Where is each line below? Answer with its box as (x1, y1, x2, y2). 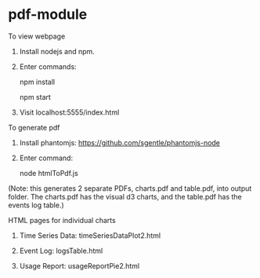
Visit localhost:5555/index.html (19, 108, 120, 117)
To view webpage (8, 31, 66, 41)
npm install (19, 77, 56, 86)
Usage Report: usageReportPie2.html (19, 261, 139, 270)
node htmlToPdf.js (19, 168, 78, 177)
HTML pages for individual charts (8, 215, 116, 225)
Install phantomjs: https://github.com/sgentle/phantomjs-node (19, 137, 221, 147)
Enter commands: (19, 61, 77, 71)
